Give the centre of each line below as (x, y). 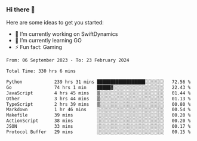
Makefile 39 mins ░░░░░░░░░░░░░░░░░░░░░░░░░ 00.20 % (98, 115)
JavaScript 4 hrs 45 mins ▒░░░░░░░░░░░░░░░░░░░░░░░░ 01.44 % (98, 93)
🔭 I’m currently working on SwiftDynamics (66, 34)
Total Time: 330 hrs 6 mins (41, 71)
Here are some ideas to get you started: (55, 23)
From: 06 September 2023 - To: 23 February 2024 (68, 60)
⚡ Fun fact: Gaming (39, 47)
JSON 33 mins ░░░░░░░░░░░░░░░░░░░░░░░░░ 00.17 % (98, 127)
